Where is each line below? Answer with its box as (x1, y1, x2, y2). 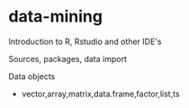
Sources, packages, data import (8, 53, 128, 64)
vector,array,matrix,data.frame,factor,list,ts (21, 88, 181, 99)
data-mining (8, 6, 103, 27)
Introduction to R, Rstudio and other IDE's (8, 36, 162, 47)
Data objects (8, 70, 56, 82)
